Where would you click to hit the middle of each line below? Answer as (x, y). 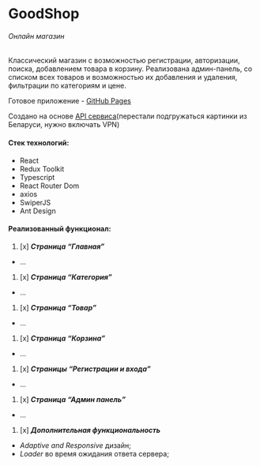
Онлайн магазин (36, 36)
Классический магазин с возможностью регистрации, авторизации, (124, 61)
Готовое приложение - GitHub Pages (70, 101)
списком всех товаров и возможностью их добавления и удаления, (123, 77)
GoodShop (44, 14)
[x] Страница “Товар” (58, 307)
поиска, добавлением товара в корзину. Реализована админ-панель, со (130, 69)
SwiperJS (35, 202)
